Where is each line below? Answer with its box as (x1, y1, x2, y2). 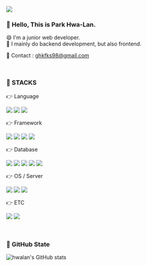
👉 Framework (6, 119, 42, 126)
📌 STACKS (6, 78, 37, 87)
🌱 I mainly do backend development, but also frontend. (6, 40, 142, 47)
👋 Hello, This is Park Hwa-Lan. (6, 20, 96, 29)
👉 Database (6, 146, 38, 153)
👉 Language (6, 92, 39, 99)
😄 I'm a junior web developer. (6, 34, 80, 41)
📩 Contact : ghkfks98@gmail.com (6, 52, 89, 59)
